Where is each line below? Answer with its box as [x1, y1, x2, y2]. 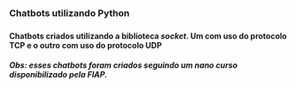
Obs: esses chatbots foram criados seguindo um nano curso [9, 60, 238, 70]
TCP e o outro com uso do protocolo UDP [9, 40, 162, 50]
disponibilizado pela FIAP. [9, 70, 108, 80]
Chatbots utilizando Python [9, 7, 130, 19]
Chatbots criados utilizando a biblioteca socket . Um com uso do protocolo [9, 30, 287, 41]
